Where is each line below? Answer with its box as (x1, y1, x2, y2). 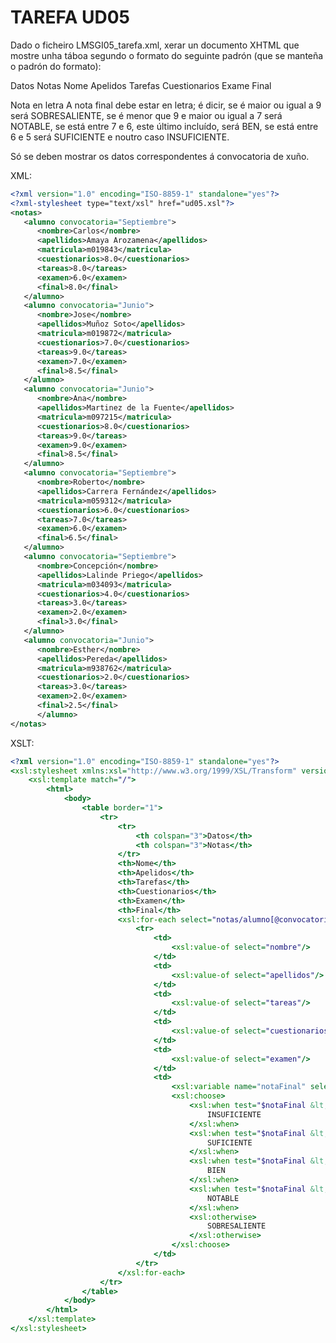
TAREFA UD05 (10, 6, 130, 29)
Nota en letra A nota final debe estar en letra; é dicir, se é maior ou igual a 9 (10, 99, 322, 111)
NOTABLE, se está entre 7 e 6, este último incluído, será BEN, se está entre (10, 120, 319, 132)
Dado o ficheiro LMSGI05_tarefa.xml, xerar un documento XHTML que (10, 39, 300, 51)
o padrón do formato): (10, 60, 102, 72)
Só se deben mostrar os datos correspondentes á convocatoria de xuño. (10, 150, 310, 162)
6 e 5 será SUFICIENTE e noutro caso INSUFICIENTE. (10, 131, 230, 143)
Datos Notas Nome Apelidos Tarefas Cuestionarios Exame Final (10, 79, 272, 91)
